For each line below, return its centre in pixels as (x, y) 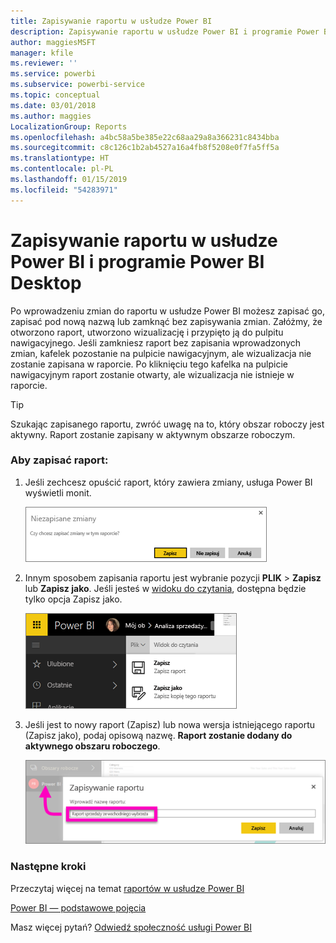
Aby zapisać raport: (59, 460)
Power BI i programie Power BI (137, 261)
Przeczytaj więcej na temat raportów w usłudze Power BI (127, 888)
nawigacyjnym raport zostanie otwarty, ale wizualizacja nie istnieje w (152, 374)
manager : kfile (42, 53)
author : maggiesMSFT (53, 42)
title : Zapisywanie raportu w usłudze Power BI (111, 21)
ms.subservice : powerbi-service (77, 85)
